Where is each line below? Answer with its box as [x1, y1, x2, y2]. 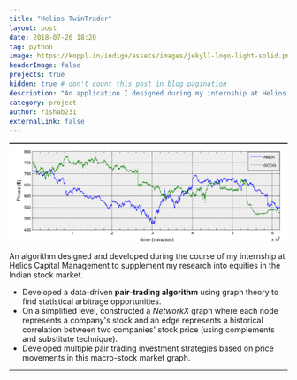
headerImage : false [9, 61, 81, 70]
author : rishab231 [9, 107, 77, 117]
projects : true [9, 71, 65, 80]
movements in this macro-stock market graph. [21, 352, 191, 362]
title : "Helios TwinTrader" [9, 14, 113, 23]
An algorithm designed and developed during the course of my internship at [9, 250, 286, 261]
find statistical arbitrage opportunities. [21, 296, 162, 307]
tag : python [9, 42, 53, 51]
